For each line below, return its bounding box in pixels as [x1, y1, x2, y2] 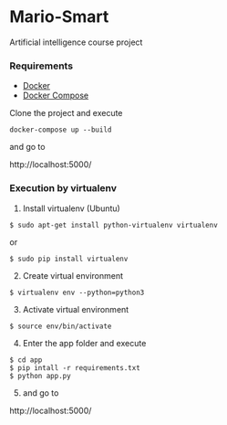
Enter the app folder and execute [22, 337, 147, 348]
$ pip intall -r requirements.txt [9, 363, 141, 372]
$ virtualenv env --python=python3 [9, 288, 145, 297]
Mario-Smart [9, 6, 109, 27]
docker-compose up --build [9, 125, 112, 134]
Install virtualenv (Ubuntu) [22, 203, 120, 214]
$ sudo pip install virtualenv [9, 254, 129, 263]
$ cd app [9, 355, 43, 365]
